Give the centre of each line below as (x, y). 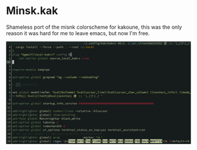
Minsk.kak (32, 11)
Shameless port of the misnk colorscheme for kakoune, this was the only (94, 27)
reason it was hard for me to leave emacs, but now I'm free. (78, 33)
